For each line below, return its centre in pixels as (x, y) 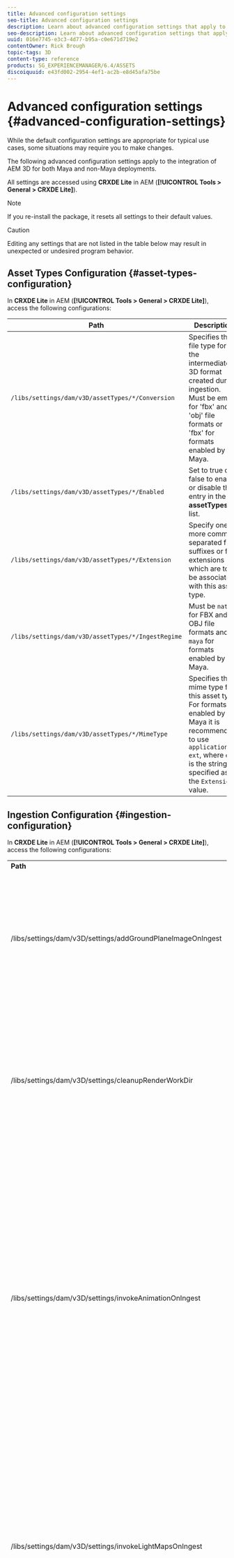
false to (201, 479)
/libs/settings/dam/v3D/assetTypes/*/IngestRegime (96, 637)
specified (204, 773)
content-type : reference (43, 59)
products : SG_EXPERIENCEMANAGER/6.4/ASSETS (71, 65)
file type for (208, 346)
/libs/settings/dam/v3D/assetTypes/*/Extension (91, 560)
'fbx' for (201, 433)
